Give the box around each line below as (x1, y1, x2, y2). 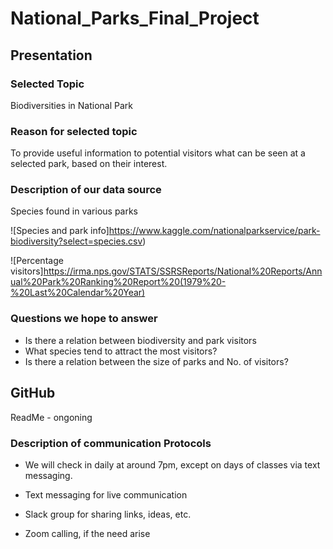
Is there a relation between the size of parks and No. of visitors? (24, 355, 289, 367)
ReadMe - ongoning (10, 411, 93, 423)
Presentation (10, 47, 93, 64)
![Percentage (10, 255, 64, 267)
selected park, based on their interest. (10, 158, 168, 170)
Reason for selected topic (10, 124, 138, 138)
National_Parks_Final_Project (10, 7, 260, 30)
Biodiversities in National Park (10, 99, 133, 111)
